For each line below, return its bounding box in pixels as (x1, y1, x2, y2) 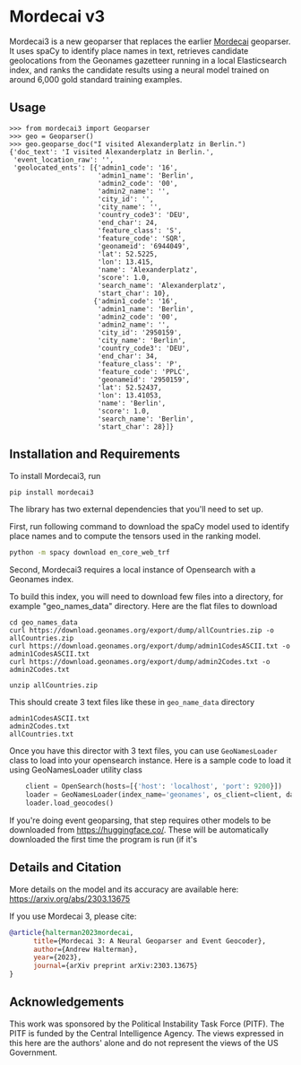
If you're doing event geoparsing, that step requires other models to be (9, 815, 271, 825)
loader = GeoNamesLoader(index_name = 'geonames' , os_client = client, (25, 790, 282, 799)
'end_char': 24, (97, 218, 159, 227)
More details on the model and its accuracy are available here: (9, 884, 239, 895)
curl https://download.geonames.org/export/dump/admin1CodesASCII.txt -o (9, 642, 291, 651)
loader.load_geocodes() (25, 799, 115, 808)
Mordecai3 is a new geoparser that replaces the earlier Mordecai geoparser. (9, 36, 291, 47)
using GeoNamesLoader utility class (9, 764, 143, 775)
